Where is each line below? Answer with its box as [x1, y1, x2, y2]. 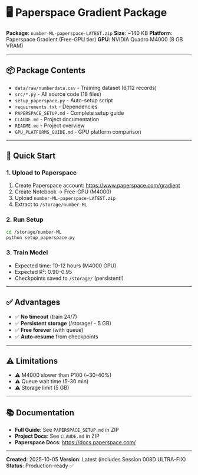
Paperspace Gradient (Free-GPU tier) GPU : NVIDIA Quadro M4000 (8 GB [6, 35, 183, 43]
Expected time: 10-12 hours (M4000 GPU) [14, 262, 117, 269]
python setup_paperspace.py [6, 234, 75, 241]
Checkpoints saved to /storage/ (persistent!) [14, 274, 124, 282]
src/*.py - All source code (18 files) [14, 91, 102, 98]
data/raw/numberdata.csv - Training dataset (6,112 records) [14, 84, 157, 91]
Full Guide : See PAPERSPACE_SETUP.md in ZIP [14, 426, 119, 434]
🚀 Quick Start [6, 151, 56, 161]
